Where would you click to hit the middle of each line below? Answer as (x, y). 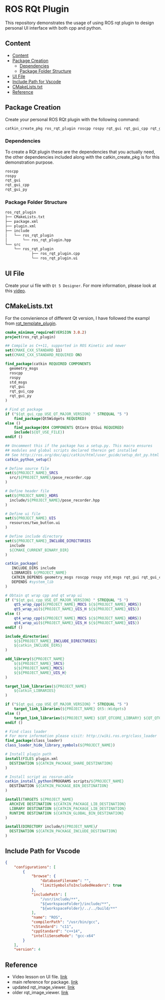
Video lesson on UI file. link (40, 977)
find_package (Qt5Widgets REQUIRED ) (50, 418)
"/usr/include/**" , (60, 899)
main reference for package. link (45, 982)
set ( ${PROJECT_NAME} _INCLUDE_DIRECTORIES (48, 541)
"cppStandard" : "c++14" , (57, 931)
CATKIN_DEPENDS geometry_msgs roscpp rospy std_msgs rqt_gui (75, 578)
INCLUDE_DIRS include (34, 568)
